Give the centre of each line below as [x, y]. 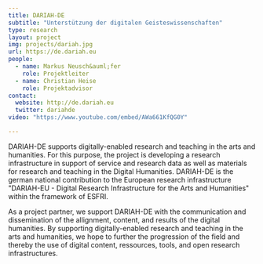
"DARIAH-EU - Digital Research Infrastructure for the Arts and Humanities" [129, 188]
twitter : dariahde [46, 110]
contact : [22, 96]
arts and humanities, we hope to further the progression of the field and [124, 237]
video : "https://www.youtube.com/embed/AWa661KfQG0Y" [98, 118]
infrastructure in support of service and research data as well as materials [128, 163]
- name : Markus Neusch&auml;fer [68, 67]
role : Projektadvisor [57, 88]
